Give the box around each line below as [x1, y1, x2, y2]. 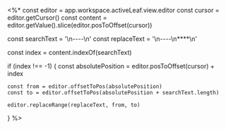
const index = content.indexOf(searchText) [7, 49, 132, 56]
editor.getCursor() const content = [7, 13, 107, 22]
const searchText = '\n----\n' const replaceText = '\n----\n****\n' [7, 35, 198, 43]
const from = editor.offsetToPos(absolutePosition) [7, 83, 162, 90]
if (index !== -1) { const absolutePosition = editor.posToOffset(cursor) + [7, 62, 215, 70]
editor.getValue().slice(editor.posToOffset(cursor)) [7, 21, 153, 29]
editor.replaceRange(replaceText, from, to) [7, 102, 141, 109]
